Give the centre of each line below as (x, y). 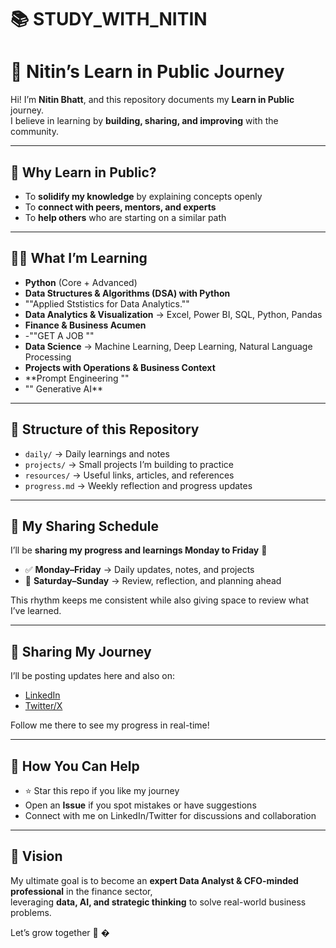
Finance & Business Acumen (85, 325)
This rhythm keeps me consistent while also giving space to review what (160, 600)
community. (34, 132)
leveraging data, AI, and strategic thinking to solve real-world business (158, 902)
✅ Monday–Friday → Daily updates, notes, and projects (139, 570)
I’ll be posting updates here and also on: (93, 676)
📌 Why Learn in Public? (83, 172)
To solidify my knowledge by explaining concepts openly (143, 196)
